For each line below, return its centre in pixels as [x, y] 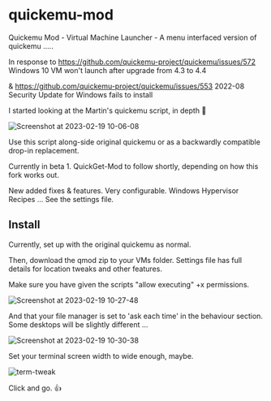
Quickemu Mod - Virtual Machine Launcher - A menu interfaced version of [133, 37]
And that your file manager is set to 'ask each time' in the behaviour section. [136, 316]
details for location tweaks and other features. [85, 269]
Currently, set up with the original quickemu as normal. [100, 244]
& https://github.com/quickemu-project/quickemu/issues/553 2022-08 [127, 86]
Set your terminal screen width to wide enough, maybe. [101, 356]
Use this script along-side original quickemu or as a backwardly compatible [135, 142]
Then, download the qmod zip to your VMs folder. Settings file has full [125, 260]
